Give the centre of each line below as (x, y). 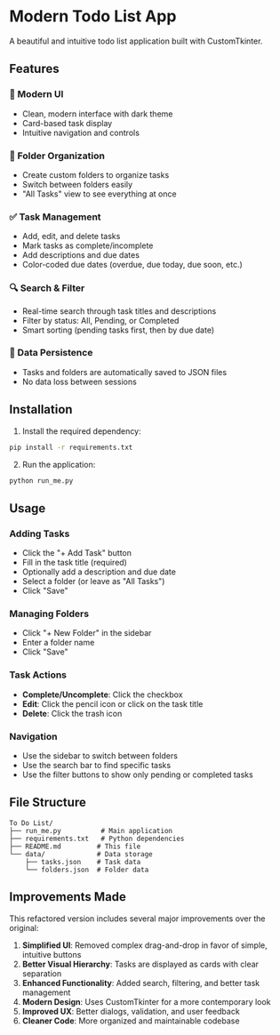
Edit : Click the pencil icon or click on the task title (112, 703)
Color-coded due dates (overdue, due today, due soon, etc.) (132, 265)
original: (24, 927)
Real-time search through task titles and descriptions (119, 311)
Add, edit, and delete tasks (71, 237)
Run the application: (59, 464)
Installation (41, 409)
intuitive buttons (52, 954)
